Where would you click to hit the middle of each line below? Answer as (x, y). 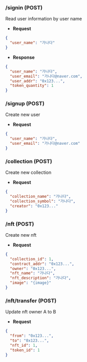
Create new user (23, 115)
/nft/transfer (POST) (31, 301)
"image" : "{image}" (31, 283)
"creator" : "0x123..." (34, 206)
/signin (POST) (24, 8)
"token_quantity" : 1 (32, 86)
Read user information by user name (44, 19)
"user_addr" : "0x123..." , (38, 81)
